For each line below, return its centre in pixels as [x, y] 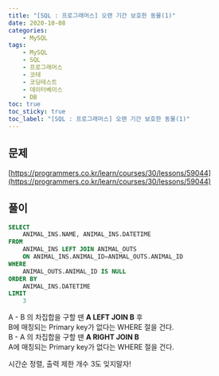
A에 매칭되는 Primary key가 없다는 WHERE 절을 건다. [92, 347]
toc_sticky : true [37, 112]
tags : [17, 45]
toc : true [25, 104]
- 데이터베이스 [43, 89]
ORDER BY [23, 279]
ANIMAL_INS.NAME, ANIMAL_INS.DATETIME [87, 235]
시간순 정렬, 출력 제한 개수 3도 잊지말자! [70, 364]
